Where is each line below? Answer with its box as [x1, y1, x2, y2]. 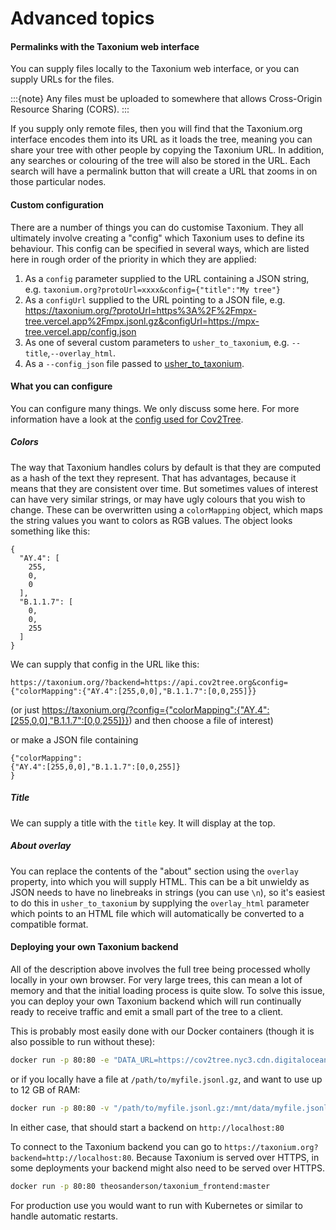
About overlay [10, 840, 72, 852]
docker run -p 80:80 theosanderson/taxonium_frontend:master [10, 1181, 271, 1191]
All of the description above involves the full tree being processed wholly [10, 963, 311, 975]
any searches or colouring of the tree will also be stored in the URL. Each [10, 155, 311, 167]
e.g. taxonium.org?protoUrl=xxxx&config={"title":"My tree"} [24, 283, 281, 295]
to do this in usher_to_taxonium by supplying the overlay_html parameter [10, 897, 310, 909]
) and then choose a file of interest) [128, 714, 274, 726]
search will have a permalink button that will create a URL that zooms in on [10, 165, 318, 177]
